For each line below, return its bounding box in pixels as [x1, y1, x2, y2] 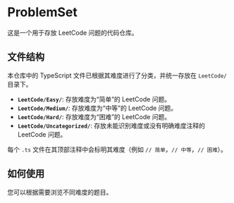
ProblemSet [7, 4, 78, 20]
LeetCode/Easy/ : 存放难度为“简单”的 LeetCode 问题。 [17, 94, 171, 103]
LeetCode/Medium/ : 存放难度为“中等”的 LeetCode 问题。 [17, 104, 178, 112]
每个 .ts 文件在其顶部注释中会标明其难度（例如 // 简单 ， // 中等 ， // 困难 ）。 [7, 145, 228, 154]
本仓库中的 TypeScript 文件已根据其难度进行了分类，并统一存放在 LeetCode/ [7, 71, 227, 80]
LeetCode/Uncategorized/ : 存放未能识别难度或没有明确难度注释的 [17, 121, 206, 130]
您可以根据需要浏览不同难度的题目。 [7, 187, 113, 196]
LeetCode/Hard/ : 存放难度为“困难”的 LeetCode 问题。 [17, 112, 171, 121]
